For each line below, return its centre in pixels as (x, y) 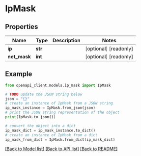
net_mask (19, 57)
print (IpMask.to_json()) (30, 117)
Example (19, 74)
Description (67, 40)
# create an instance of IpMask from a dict (51, 135)
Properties (22, 27)
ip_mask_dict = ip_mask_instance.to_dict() (50, 130)
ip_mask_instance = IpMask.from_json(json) (50, 108)
